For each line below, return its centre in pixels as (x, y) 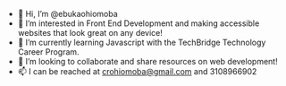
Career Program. (48, 52)
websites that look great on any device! (90, 33)
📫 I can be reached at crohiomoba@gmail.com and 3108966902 (137, 71)
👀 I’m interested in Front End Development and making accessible (139, 23)
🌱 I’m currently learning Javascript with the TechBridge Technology (142, 42)
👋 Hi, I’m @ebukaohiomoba (67, 14)
